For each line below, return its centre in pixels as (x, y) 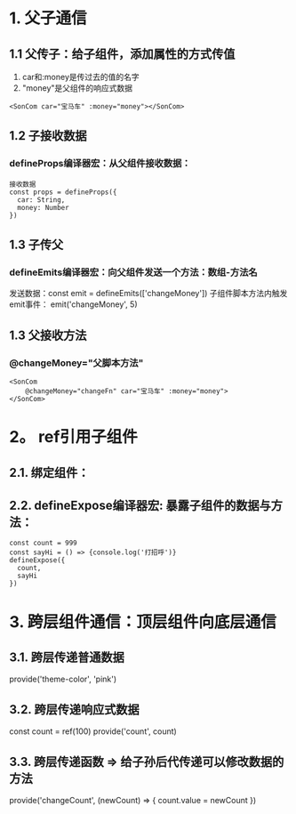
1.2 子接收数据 (48, 136)
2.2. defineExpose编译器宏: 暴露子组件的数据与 (140, 506)
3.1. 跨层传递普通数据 (67, 658)
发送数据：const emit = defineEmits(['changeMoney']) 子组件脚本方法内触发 (148, 294)
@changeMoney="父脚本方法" (76, 363)
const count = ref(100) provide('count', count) (93, 731)
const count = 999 (43, 544)
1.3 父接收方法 (48, 335)
